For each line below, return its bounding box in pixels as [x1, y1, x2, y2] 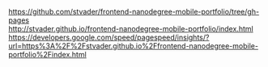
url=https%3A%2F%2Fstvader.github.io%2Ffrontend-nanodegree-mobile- [8, 41, 259, 51]
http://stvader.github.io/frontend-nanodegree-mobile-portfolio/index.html [8, 24, 253, 33]
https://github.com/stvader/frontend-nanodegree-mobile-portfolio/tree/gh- [8, 7, 260, 16]
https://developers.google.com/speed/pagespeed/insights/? [8, 32, 210, 42]
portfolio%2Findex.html [8, 50, 87, 59]
